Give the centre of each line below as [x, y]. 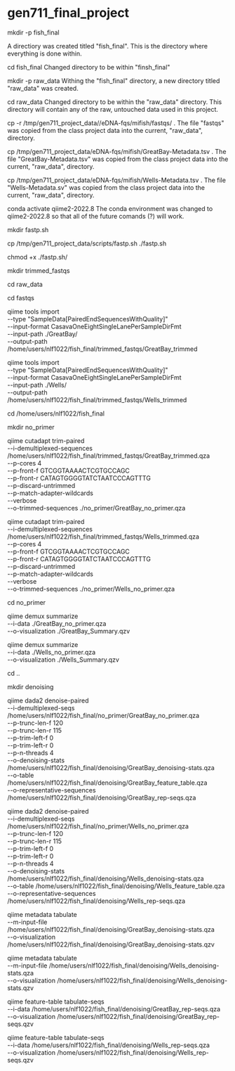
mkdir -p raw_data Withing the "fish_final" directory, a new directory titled [114, 81]
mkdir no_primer [31, 427]
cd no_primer [27, 602]
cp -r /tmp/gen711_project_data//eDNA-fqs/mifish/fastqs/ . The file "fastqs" [116, 123]
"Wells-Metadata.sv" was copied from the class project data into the [106, 187]
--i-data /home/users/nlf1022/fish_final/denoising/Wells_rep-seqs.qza [109, 1045]
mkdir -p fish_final [33, 32]
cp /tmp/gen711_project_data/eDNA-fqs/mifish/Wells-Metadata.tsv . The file [117, 180]
